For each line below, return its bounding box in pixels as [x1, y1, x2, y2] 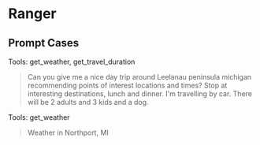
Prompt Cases [8, 36, 80, 50]
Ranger [8, 5, 57, 23]
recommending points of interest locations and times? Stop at [27, 80, 228, 90]
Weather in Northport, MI [27, 128, 109, 137]
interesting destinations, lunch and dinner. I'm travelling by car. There [27, 89, 253, 99]
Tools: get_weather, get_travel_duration [8, 57, 136, 66]
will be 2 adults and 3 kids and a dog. [27, 98, 149, 106]
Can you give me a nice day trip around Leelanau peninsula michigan [27, 72, 252, 81]
